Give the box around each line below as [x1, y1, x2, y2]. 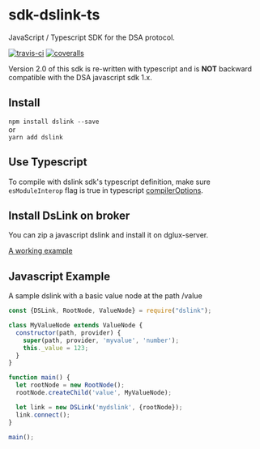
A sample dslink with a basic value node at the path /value [8, 291, 202, 301]
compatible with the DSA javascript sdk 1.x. [8, 72, 152, 82]
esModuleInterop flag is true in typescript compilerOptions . [8, 185, 204, 195]
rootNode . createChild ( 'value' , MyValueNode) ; [15, 389, 173, 397]
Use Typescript [8, 156, 87, 169]
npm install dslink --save [8, 118, 100, 126]
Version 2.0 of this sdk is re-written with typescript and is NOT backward [8, 63, 253, 74]
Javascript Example [8, 269, 111, 283]
